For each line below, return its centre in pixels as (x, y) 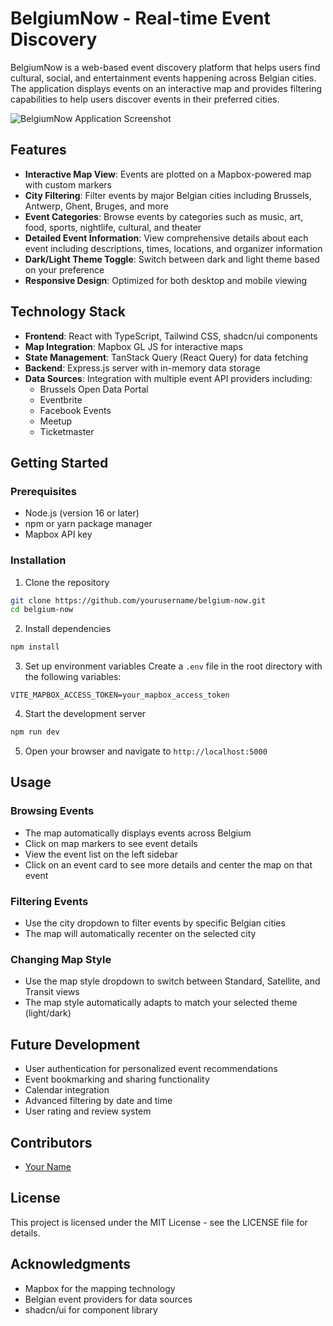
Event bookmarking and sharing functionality (117, 1079)
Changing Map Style (61, 959)
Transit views (52, 992)
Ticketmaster (67, 431)
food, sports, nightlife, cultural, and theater (113, 227)
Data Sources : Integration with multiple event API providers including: (168, 378)
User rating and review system (88, 1111)
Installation (38, 560)
